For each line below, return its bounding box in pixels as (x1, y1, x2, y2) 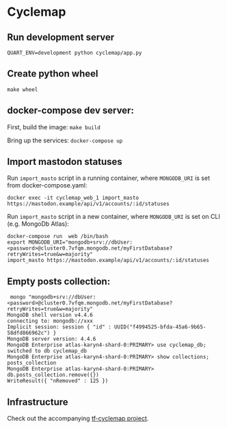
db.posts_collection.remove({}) (7, 372, 99, 378)
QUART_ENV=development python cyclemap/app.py (7, 49, 142, 56)
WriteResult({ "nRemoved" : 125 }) (7, 378, 109, 385)
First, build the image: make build (7, 122, 101, 131)
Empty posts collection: (7, 275, 111, 287)
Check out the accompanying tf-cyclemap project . (7, 415, 149, 423)
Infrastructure (7, 396, 68, 408)
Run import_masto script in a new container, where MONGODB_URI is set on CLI (7, 213, 220, 221)
